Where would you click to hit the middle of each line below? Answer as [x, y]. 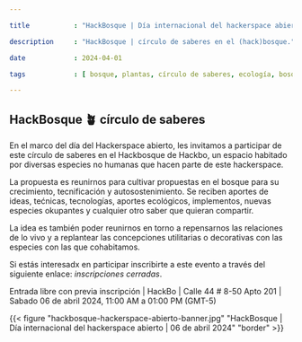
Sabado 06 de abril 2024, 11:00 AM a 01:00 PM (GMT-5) [113, 301]
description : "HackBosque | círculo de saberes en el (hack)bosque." [152, 41]
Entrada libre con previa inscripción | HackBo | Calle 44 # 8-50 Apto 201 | [146, 292]
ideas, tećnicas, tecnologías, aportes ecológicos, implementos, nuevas [140, 201]
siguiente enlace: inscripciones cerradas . [86, 274]
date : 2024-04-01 [66, 58]
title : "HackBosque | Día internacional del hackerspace [140, 25]
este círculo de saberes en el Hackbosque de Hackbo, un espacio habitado [148, 155]
